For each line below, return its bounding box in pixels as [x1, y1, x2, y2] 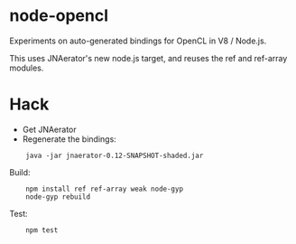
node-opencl [9, 5, 109, 26]
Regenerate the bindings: [22, 133, 117, 145]
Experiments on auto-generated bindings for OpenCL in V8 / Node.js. [9, 35, 267, 46]
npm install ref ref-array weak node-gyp [25, 184, 183, 193]
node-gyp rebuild [25, 192, 91, 202]
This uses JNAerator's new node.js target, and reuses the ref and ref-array [9, 52, 288, 63]
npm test [25, 225, 59, 235]
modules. [9, 62, 44, 73]
